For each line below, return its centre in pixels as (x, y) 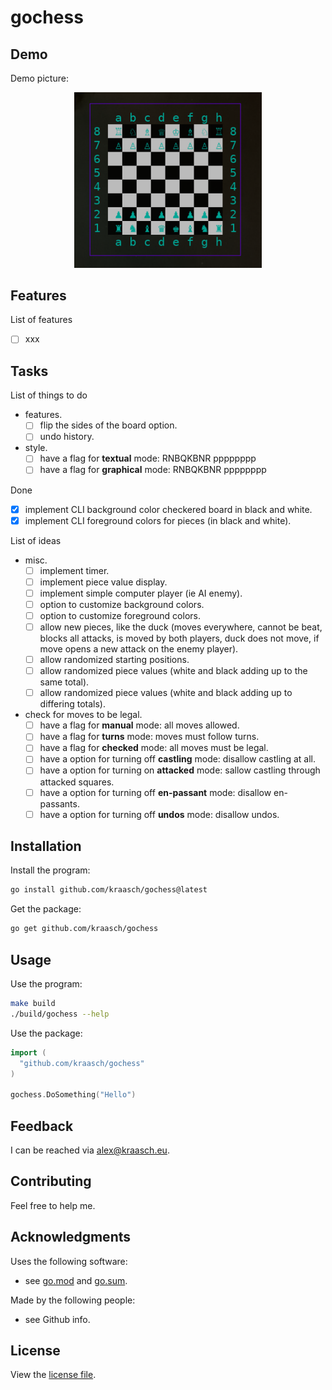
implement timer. (74, 570)
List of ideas (36, 540)
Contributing (51, 1181)
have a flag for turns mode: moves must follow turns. (149, 737)
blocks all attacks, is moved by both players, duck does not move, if (179, 638)
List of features (41, 320)
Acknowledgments (71, 1237)
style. (36, 448)
